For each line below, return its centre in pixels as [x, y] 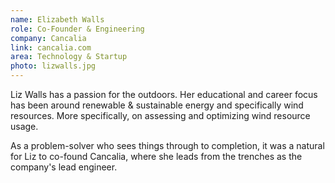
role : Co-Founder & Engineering [77, 29]
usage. [24, 126]
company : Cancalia [48, 38]
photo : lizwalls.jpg [53, 66]
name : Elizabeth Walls [57, 19]
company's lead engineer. [64, 167]
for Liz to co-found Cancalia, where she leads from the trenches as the [156, 156]
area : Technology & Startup [69, 57]
